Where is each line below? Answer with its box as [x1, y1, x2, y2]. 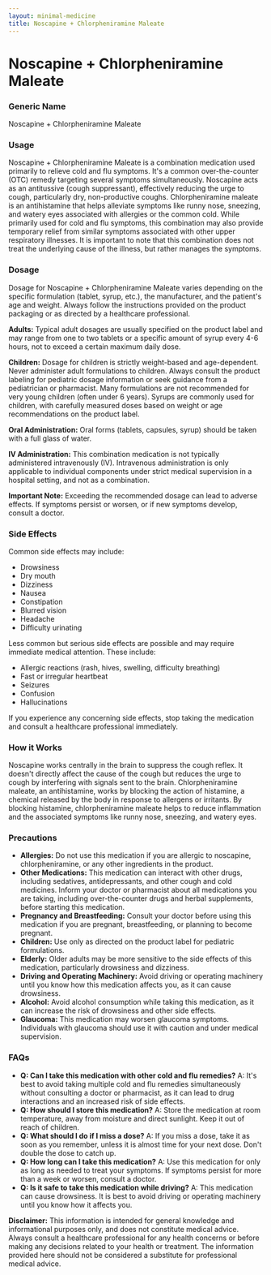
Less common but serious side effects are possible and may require [8, 638, 235, 648]
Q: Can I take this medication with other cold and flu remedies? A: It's [19, 1070, 257, 1080]
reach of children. [19, 1122, 79, 1132]
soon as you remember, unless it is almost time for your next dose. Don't [19, 1139, 262, 1149]
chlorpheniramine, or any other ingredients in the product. [19, 859, 214, 869]
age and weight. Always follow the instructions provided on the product [8, 299, 247, 309]
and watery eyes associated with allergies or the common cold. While [8, 209, 240, 219]
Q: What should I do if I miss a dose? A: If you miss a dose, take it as [19, 1131, 251, 1140]
